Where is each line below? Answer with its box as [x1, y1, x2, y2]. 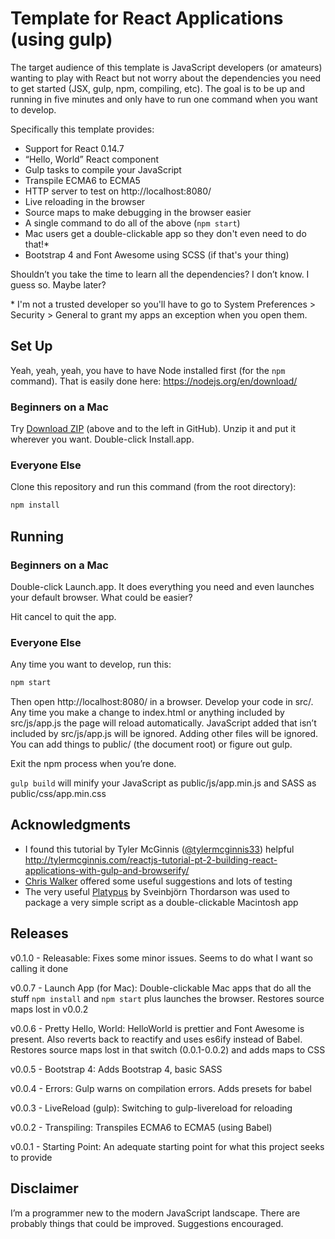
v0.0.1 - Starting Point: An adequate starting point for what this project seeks [10, 1140, 325, 1152]
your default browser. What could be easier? [10, 591, 193, 603]
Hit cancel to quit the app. [10, 610, 117, 622]
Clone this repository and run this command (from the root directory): [10, 481, 297, 493]
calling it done [10, 962, 69, 974]
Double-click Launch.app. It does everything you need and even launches [10, 580, 315, 592]
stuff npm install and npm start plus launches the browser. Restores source [10, 992, 325, 1004]
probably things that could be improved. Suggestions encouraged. [10, 1217, 284, 1229]
